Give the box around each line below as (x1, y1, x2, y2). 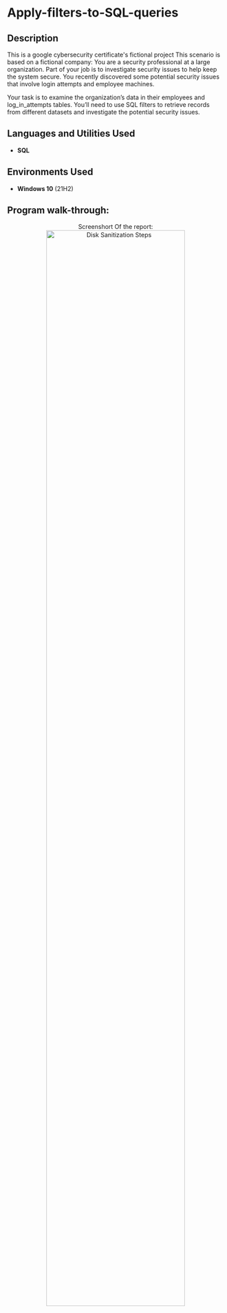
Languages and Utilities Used (7, 128, 136, 139)
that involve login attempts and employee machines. (7, 80, 155, 88)
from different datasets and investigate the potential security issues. (7, 108, 201, 116)
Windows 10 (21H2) (17, 184, 74, 192)
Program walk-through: (7, 205, 110, 217)
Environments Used (7, 166, 94, 178)
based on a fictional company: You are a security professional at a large (7, 58, 210, 66)
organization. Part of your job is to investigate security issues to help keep (7, 66, 217, 73)
